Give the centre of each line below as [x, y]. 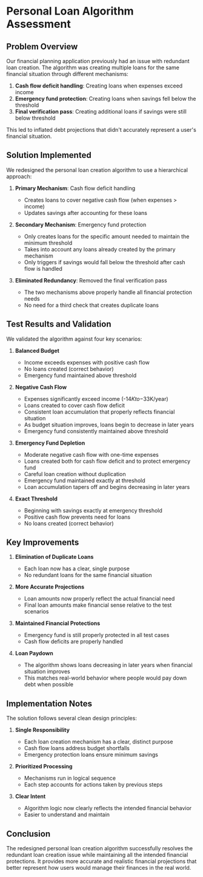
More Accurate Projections [50, 587]
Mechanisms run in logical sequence [70, 778]
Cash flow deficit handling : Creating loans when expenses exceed [99, 86]
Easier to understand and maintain [67, 814]
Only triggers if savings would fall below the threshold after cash [105, 262]
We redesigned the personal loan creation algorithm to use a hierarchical [97, 170]
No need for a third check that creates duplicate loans [92, 305]
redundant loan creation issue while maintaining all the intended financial [97, 855]
